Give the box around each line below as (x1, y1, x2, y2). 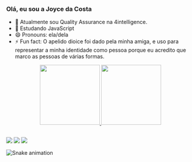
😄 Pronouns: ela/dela (14, 31, 69, 38)
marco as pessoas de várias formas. (14, 53, 105, 60)
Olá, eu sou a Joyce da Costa (6, 5, 92, 13)
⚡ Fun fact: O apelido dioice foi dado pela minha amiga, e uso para (14, 38, 179, 45)
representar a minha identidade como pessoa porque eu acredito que (14, 47, 187, 54)
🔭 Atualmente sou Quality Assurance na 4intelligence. (14, 19, 148, 26)
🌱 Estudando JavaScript (14, 25, 75, 32)
